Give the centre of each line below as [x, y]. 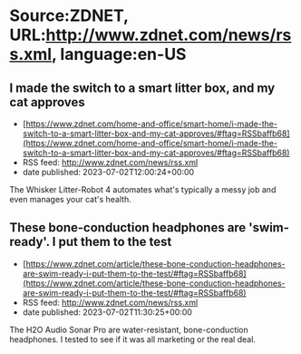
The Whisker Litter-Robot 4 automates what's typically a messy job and [143, 190]
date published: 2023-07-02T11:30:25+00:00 [107, 312]
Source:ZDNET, [69, 16]
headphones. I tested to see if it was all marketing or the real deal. [133, 339]
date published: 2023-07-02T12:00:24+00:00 [108, 172]
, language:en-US [119, 54]
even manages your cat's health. [70, 199]
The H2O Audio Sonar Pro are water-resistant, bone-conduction [129, 329]
